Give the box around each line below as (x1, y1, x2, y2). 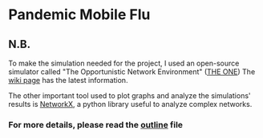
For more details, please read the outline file (8, 119, 183, 130)
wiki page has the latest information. (8, 76, 128, 85)
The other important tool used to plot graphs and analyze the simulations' (8, 91, 251, 101)
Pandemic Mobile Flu (8, 6, 151, 24)
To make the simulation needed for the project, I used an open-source (8, 58, 240, 68)
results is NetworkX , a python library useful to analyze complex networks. (8, 100, 253, 108)
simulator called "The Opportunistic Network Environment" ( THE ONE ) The (8, 67, 256, 77)
